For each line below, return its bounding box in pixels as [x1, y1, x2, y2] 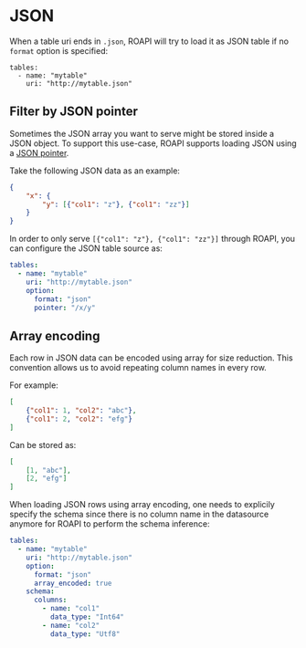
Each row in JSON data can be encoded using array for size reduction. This [9, 352, 294, 363]
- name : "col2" [42, 621, 100, 630]
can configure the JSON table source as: [9, 243, 163, 254]
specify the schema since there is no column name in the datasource [9, 508, 269, 520]
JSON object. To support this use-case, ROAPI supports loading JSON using [9, 138, 297, 149]
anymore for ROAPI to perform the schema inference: [9, 518, 210, 529]
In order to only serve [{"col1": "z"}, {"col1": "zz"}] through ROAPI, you [9, 234, 295, 245]
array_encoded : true [33, 579, 112, 588]
